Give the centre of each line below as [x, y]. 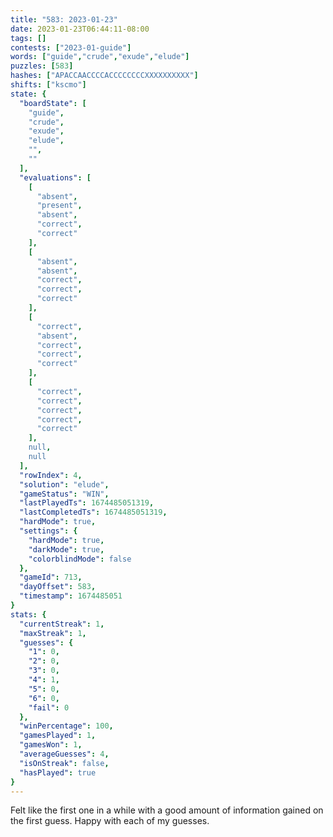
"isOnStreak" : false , [64, 763]
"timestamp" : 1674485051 [71, 596]
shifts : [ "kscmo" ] [48, 85]
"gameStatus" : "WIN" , [64, 494]
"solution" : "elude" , [64, 484]
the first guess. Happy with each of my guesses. [110, 821]
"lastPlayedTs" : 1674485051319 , [87, 503]
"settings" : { [48, 531]
